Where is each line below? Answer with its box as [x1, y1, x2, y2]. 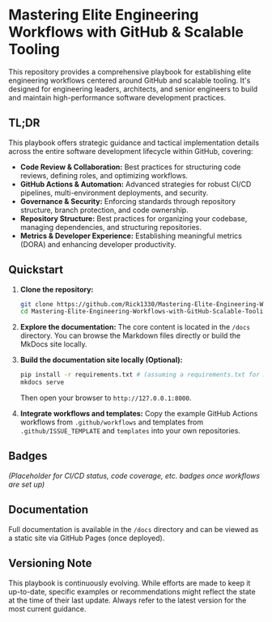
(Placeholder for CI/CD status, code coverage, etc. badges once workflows [8, 471, 261, 480]
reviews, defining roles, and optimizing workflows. [19, 170, 189, 180]
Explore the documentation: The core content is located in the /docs [19, 322, 251, 332]
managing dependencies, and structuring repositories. [19, 222, 202, 232]
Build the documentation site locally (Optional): [19, 355, 183, 365]
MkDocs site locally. [19, 339, 87, 349]
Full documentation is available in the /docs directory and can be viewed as [8, 524, 259, 534]
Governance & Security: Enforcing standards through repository [19, 196, 236, 206]
